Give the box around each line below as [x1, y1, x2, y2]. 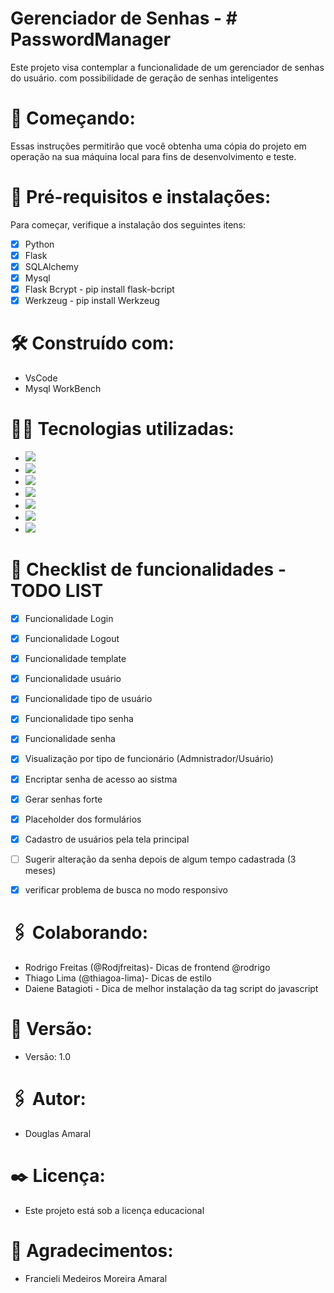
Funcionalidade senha [24, 733, 116, 745]
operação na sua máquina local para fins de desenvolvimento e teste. [10, 150, 297, 162]
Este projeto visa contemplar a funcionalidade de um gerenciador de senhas [10, 61, 325, 73]
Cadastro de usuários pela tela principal [24, 833, 190, 845]
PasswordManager [10, 28, 172, 51]
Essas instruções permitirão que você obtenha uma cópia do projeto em [10, 140, 307, 152]
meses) [24, 864, 57, 876]
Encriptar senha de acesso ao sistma [24, 773, 178, 785]
